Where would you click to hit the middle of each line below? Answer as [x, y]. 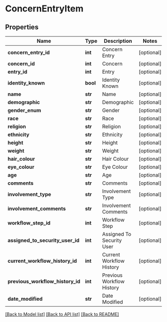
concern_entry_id [29, 53]
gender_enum [24, 110]
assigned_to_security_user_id [43, 240]
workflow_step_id [29, 223]
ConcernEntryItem [44, 9]
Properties [22, 27]
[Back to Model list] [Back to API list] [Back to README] [62, 314]
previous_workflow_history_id [44, 281]
